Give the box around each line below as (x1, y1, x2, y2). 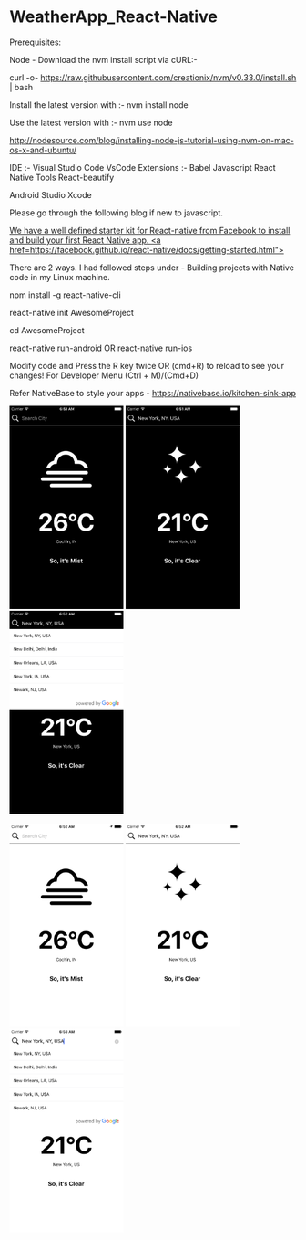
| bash (9, 81, 34, 92)
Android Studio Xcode (9, 189, 93, 200)
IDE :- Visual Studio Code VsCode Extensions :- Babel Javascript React (9, 162, 276, 173)
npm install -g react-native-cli (9, 289, 121, 300)
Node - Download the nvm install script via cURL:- (9, 54, 198, 65)
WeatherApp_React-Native (9, 6, 219, 27)
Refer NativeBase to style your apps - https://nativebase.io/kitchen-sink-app (9, 387, 296, 398)
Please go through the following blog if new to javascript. (9, 207, 223, 218)
